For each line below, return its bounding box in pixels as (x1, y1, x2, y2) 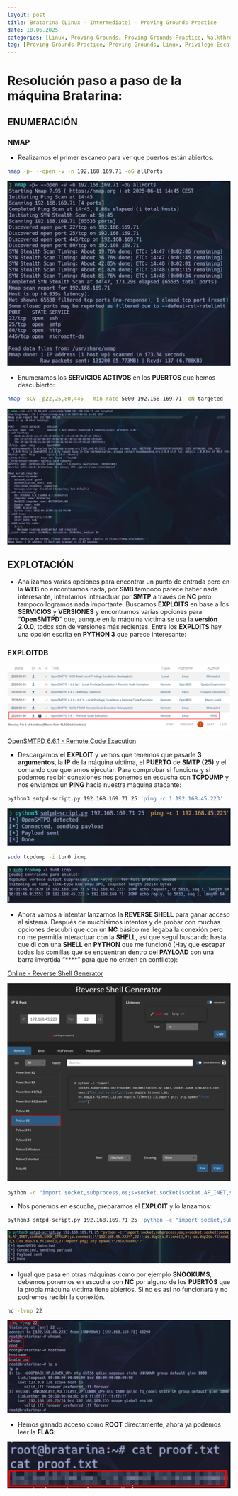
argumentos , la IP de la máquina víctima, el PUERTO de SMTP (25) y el (17, 758, 227, 766)
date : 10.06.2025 (7, 26, 59, 33)
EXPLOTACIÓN (7, 558, 74, 570)
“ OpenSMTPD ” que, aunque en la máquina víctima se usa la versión (17, 615, 218, 623)
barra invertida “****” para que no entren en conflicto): (17, 955, 178, 963)
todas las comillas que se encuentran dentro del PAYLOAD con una (17, 948, 215, 956)
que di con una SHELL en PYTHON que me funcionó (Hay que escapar (17, 940, 225, 948)
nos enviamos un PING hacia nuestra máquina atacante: (17, 780, 182, 789)
